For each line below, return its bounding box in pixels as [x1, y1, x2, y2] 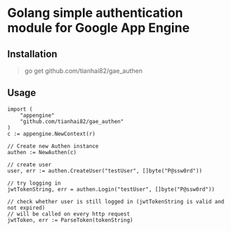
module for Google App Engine [7, 20, 190, 36]
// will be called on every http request [7, 210, 131, 218]
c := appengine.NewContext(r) [7, 130, 96, 137]
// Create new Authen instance [7, 142, 99, 149]
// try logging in [7, 180, 61, 187]
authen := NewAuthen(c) [7, 149, 77, 156]
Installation [7, 48, 58, 60]
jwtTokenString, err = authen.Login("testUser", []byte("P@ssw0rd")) [7, 185, 216, 193]
